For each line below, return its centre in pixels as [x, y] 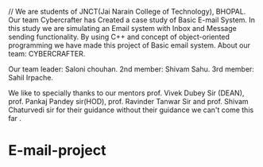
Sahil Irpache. [31, 78]
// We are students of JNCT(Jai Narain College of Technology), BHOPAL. [127, 12]
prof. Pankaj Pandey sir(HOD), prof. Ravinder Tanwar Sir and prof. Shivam [128, 101]
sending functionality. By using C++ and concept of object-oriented [119, 37]
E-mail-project [57, 151]
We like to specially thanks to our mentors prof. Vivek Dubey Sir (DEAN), [126, 93]
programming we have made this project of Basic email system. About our [129, 45]
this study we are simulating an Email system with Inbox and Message [122, 28]
